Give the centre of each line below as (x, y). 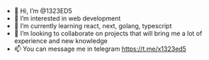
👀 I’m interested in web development (67, 18)
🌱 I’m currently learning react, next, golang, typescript (93, 26)
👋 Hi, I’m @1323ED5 (43, 11)
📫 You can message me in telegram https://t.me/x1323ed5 (100, 49)
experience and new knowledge (61, 41)
